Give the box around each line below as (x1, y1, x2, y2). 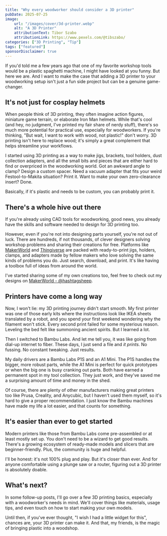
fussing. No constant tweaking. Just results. (5, 347, 95, 353)
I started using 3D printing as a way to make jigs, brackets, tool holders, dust (5, 153, 162, 159)
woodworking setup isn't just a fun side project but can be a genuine (5, 78, 146, 85)
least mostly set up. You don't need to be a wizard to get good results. (5, 436, 149, 442)
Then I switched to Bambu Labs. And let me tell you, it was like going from (5, 336, 157, 342)
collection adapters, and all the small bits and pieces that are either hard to (5, 158, 158, 164)
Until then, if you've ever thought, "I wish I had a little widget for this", (5, 514, 148, 520)
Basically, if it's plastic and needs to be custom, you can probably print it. (5, 188, 155, 194)
